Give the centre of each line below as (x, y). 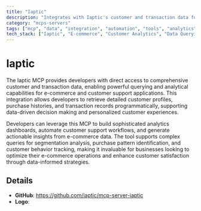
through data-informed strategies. (48, 162)
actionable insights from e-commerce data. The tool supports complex (93, 137)
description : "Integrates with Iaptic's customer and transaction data (97, 17)
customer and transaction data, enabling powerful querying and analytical (97, 87)
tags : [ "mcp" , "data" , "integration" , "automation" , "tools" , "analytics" (101, 28)
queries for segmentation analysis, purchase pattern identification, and (94, 143)
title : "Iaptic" (26, 12)
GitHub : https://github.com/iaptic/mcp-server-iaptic (79, 195)
